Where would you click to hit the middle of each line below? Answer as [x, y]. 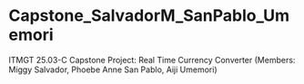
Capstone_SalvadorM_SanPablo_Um [149, 16]
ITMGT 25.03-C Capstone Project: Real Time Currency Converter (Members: [152, 60]
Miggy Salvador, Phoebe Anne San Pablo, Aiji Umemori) [113, 70]
